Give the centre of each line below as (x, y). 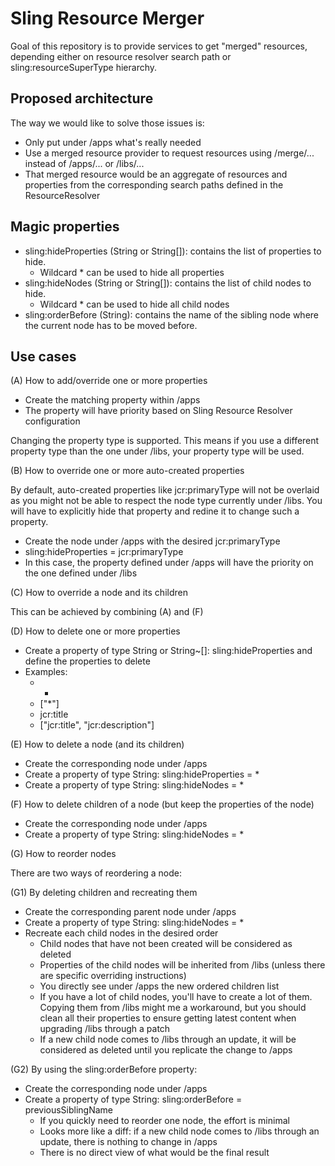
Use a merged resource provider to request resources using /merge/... (169, 153)
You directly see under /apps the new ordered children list (159, 986)
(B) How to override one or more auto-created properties (127, 471)
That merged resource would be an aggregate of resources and (156, 174)
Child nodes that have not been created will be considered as (166, 944)
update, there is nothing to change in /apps (128, 1142)
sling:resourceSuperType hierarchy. (84, 67)
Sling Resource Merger (107, 18)
